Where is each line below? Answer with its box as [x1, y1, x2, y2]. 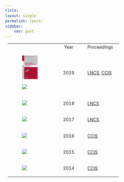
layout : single [5, 13, 37, 18]
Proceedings [87, 44, 114, 50]
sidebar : [5, 24, 23, 29]
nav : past [14, 29, 35, 34]
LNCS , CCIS [87, 70, 112, 76]
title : [5, 8, 19, 13]
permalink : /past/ [5, 18, 43, 23]
